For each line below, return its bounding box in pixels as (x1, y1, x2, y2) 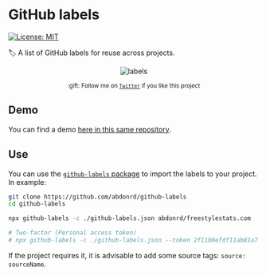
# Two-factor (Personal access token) (8, 229, 137, 237)
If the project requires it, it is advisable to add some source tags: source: (8, 250, 247, 260)
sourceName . (8, 259, 46, 269)
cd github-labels (8, 200, 66, 208)
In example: (8, 177, 46, 187)
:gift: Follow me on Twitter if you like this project (67, 81, 201, 89)
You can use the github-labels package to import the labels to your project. (8, 169, 257, 179)
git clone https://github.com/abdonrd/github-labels (8, 193, 187, 201)
